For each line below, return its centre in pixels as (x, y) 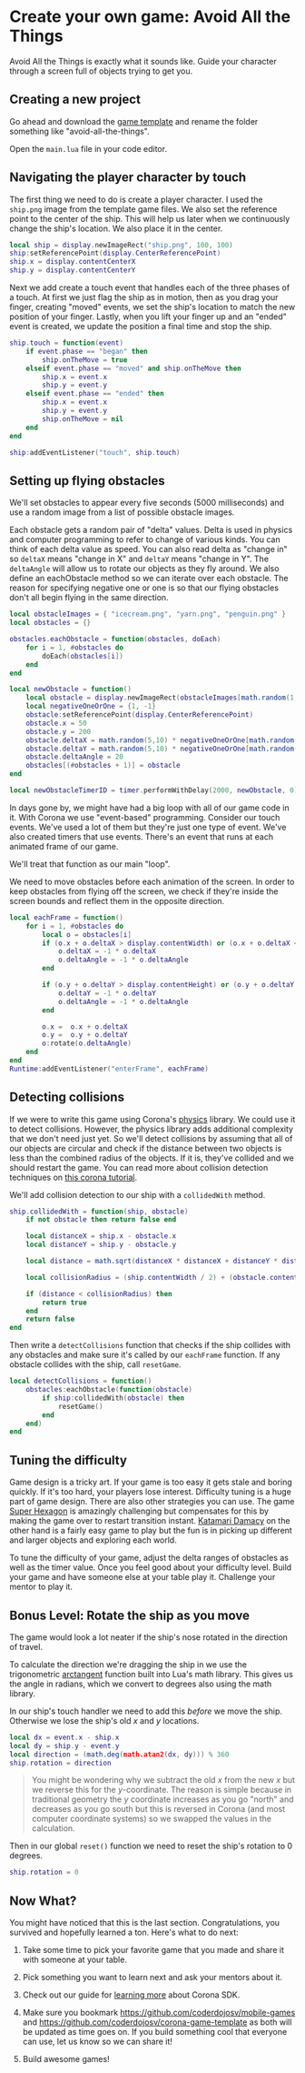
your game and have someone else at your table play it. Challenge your (143, 1577)
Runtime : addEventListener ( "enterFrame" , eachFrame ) (109, 1069)
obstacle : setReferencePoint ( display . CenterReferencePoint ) (140, 715)
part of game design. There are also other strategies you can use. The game (152, 1502)
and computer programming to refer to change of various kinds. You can (145, 539)
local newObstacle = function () (70, 689)
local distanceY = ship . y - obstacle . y (101, 1245)
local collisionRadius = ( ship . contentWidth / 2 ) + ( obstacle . (148, 1277)
